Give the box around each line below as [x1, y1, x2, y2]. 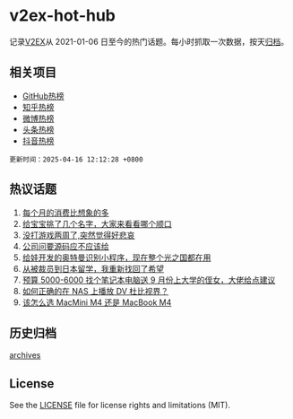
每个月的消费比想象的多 [22, 207, 109, 218]
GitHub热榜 [22, 91, 65, 101]
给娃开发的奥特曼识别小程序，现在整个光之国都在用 [22, 252, 211, 263]
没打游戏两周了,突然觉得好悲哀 [22, 230, 135, 240]
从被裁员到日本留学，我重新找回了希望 [22, 263, 164, 274]
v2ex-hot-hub [9, 5, 116, 26]
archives [9, 350, 41, 361]
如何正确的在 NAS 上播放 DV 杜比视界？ [22, 285, 169, 296]
